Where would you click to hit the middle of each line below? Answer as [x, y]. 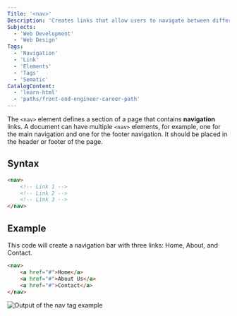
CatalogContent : [31, 86]
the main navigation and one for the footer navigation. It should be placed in [117, 134]
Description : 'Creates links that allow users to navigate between [109, 20]
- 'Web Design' [36, 40]
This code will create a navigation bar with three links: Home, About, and [113, 245]
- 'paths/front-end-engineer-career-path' [77, 99]
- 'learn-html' [36, 92]
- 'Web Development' [44, 34]
